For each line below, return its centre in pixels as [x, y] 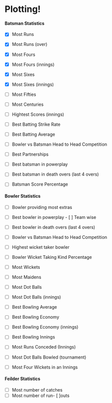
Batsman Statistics [25, 23]
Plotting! [23, 9]
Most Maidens [27, 277]
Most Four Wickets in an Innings [45, 367]
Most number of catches [37, 390]
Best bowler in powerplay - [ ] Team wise [54, 217]
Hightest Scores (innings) [38, 114]
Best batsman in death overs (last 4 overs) [55, 174]
